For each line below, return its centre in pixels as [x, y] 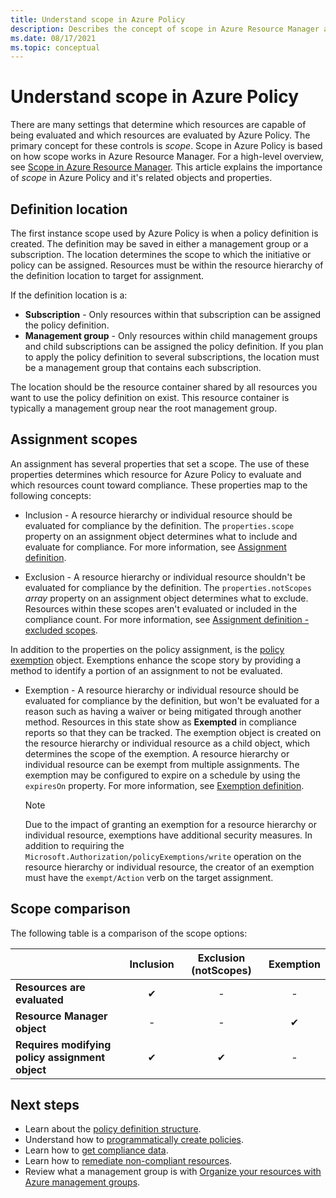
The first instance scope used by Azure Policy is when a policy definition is [164, 233]
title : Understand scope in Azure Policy [98, 19]
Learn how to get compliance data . [96, 1150]
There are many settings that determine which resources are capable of [158, 125]
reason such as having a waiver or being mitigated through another [163, 711]
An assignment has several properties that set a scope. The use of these [160, 463]
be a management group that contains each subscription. [143, 367]
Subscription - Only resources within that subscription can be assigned [173, 314]
